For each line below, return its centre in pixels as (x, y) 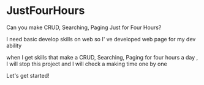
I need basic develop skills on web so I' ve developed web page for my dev (101, 39)
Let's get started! (28, 75)
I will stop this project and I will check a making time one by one (87, 64)
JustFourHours (46, 11)
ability (14, 46)
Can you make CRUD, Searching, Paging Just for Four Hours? (84, 27)
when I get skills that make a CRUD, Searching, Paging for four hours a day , (102, 57)
